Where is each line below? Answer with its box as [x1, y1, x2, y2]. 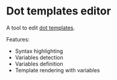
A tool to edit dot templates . [6, 24, 75, 31]
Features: [6, 35, 30, 43]
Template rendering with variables [14, 66, 100, 73]
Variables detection [14, 54, 63, 61]
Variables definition [14, 60, 63, 67]
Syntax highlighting [14, 47, 63, 55]
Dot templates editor [6, 4, 112, 18]
